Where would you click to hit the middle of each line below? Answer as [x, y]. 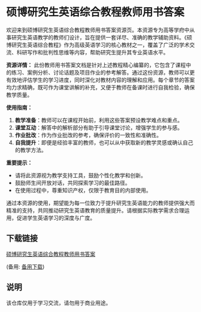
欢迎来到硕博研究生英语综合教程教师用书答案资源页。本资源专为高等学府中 [98, 30]
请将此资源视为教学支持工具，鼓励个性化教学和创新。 [80, 175]
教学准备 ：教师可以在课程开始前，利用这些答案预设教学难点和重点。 [99, 120]
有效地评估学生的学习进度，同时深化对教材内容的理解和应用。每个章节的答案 [100, 80]
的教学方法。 [31, 150]
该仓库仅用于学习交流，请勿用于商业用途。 [59, 302]
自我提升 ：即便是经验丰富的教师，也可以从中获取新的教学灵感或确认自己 [104, 142]
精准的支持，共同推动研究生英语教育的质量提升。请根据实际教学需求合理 [95, 210]
